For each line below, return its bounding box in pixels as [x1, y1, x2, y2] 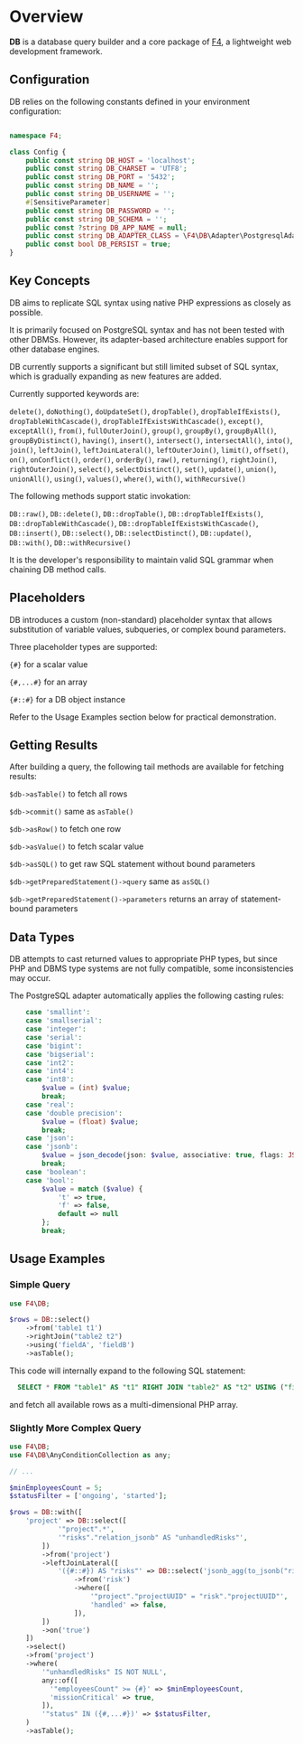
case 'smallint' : [25, 1008, 91, 1017]
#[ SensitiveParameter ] [25, 197, 111, 207]
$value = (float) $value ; [41, 1117, 140, 1127]
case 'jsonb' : [25, 1142, 78, 1152]
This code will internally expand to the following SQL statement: [9, 1365, 246, 1376]
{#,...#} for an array [9, 676, 87, 687]
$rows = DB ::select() [9, 1315, 91, 1324]
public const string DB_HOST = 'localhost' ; [25, 156, 196, 165]
